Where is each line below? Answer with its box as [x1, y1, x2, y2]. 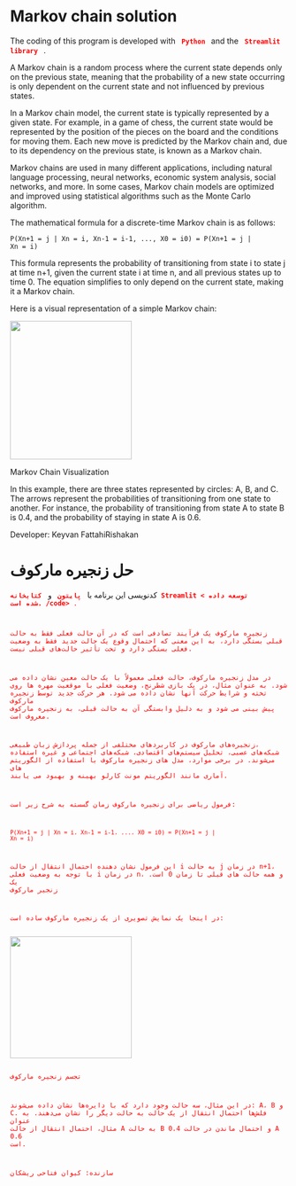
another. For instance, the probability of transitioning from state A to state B [10, 503, 285, 513]
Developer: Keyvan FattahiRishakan [10, 529, 140, 540]
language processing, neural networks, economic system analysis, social [10, 171, 277, 183]
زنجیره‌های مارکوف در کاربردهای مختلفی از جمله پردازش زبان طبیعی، [10, 740, 260, 750]
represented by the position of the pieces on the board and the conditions [10, 126, 279, 137]
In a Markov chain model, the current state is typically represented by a [10, 107, 269, 118]
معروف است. [10, 712, 50, 721]
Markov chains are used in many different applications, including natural [10, 162, 273, 173]
